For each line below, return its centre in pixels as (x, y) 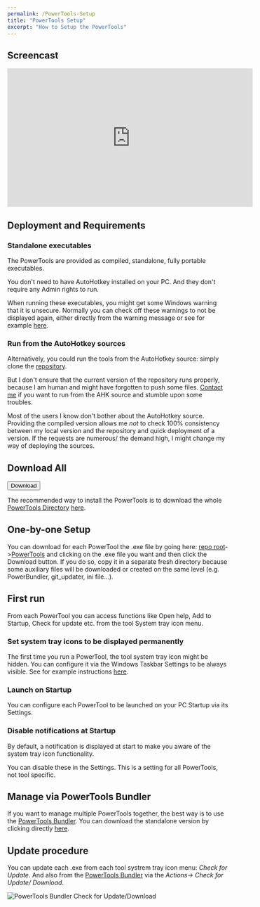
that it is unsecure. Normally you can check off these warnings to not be (111, 310)
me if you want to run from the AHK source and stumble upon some (105, 395)
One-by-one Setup (49, 530)
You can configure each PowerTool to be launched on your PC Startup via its (118, 705)
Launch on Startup (40, 690)
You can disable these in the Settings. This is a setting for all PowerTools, (113, 767)
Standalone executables (49, 245)
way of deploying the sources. (51, 446)
